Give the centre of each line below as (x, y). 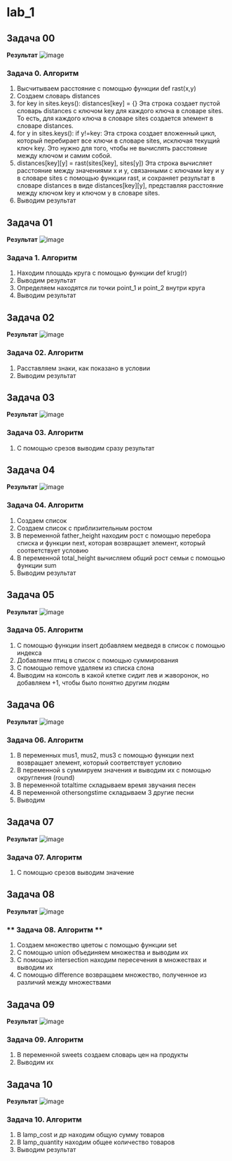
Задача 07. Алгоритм (44, 857)
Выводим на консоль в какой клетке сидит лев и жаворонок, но (113, 675)
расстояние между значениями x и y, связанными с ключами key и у (121, 171)
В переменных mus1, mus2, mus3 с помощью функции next (105, 755)
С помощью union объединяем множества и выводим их (102, 952)
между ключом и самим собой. (64, 156)
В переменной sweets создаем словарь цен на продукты (102, 1055)
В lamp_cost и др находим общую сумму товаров (91, 1135)
